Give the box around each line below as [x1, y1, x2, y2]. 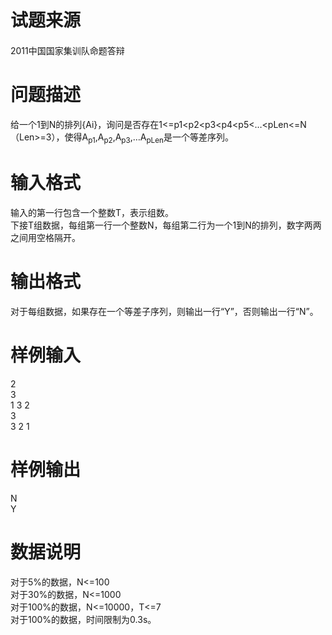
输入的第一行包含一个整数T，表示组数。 [10, 206, 175, 218]
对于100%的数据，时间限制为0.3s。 [10, 613, 157, 625]
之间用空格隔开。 [10, 231, 81, 243]
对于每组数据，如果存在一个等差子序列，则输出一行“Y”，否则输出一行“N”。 [10, 305, 319, 317]
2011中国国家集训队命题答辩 [10, 45, 125, 57]
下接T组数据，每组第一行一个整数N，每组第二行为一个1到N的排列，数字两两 [10, 219, 322, 231]
